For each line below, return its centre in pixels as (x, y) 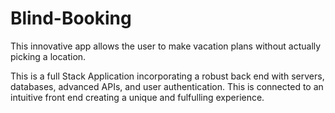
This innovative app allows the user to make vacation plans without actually (166, 46)
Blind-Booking (71, 18)
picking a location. (48, 56)
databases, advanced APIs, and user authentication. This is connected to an (167, 86)
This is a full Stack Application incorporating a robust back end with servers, (167, 76)
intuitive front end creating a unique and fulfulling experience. (137, 97)
